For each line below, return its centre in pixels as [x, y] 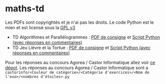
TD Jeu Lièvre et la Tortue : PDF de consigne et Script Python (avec [81, 47]
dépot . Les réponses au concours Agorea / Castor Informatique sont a [77, 68]
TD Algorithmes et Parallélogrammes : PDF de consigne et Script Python [86, 37]
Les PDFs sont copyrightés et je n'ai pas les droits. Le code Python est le [80, 22]
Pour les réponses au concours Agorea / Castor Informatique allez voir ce [80, 62]
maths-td [25, 9]
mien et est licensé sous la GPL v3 [40, 27]
